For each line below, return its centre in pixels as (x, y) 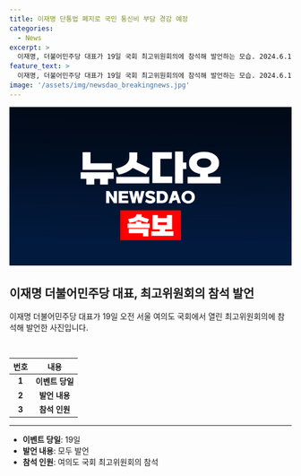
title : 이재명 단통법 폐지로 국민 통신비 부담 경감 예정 (99, 19)
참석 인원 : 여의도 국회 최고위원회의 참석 (90, 462)
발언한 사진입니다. (57, 328)
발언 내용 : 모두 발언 (56, 450)
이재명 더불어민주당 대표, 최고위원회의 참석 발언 (132, 293)
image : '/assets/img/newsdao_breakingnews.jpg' (100, 85)
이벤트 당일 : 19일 (51, 439)
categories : (31, 28)
